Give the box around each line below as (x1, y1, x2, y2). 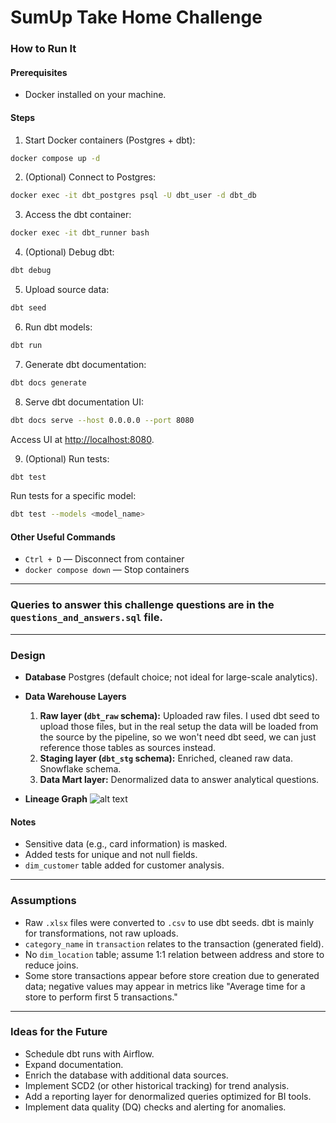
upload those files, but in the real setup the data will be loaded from (39, 721, 319, 733)
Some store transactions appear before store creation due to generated (24, 969, 320, 981)
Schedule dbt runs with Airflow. (24, 1047, 155, 1060)
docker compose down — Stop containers (24, 564, 190, 576)
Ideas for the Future (10, 1025, 108, 1039)
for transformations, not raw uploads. (24, 927, 179, 939)
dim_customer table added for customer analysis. (24, 859, 225, 871)
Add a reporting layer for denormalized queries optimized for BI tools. (24, 1090, 312, 1102)
